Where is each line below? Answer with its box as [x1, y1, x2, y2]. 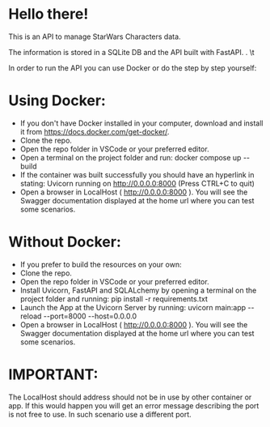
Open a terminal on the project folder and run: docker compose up [19, 152, 242, 162]
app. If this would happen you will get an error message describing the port [8, 400, 259, 410]
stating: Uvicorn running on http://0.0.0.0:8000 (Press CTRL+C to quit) [19, 178, 255, 188]
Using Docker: [8, 92, 107, 110]
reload [19, 311, 42, 321]
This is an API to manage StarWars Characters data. [8, 32, 181, 41]
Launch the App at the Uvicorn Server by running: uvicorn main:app [19, 302, 247, 312]
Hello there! [8, 5, 89, 23]
